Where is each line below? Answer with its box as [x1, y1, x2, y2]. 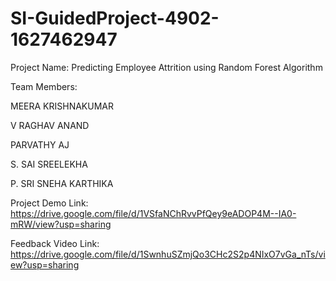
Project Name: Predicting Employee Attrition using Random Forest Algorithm [10, 61, 323, 73]
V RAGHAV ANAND [10, 119, 90, 131]
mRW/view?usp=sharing [10, 218, 112, 230]
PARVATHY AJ [10, 138, 70, 151]
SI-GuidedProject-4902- [10, 7, 220, 30]
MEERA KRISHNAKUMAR [10, 100, 114, 112]
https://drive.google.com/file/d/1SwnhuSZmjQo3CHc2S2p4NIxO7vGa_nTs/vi [10, 248, 326, 260]
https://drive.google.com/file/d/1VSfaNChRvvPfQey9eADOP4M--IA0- [10, 207, 297, 219]
